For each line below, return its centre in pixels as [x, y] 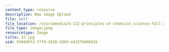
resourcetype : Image [27, 33]
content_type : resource [30, 10]
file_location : [21, 24]
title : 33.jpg [20, 38]
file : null [17, 19]
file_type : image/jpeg [29, 28]
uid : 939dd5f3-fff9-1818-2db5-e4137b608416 [52, 42]
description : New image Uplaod [38, 14]
